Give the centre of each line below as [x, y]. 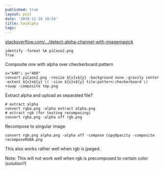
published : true [22, 10]
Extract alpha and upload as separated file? [49, 95]
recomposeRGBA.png [24, 140]
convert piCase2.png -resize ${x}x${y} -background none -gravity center [82, 78]
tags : [11, 28]
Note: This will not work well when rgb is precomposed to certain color [77, 158]
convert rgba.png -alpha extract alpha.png [50, 109]
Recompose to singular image [35, 126]
